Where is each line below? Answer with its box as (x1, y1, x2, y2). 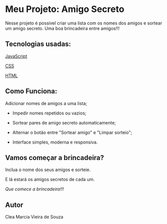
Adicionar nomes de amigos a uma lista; (5, 100, 87, 106)
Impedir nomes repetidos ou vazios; (12, 110, 86, 116)
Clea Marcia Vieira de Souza (5, 214, 64, 220)
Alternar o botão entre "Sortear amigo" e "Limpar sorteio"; (12, 129, 132, 135)
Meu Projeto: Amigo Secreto (5, 3, 125, 15)
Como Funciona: (5, 87, 57, 95)
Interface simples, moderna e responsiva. (12, 139, 98, 145)
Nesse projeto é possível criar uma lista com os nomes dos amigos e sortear (5, 20, 163, 26)
